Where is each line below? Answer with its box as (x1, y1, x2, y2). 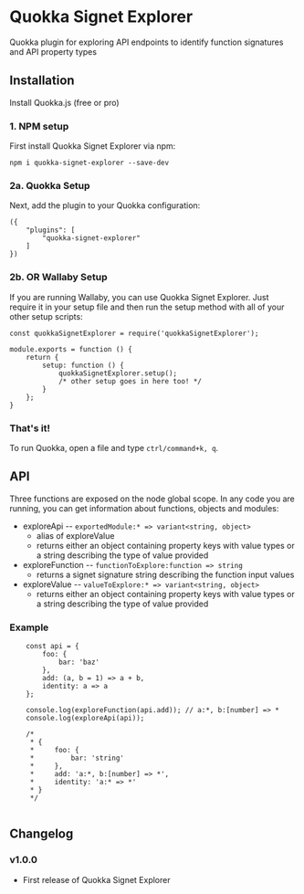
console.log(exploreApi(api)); (26, 714, 145, 723)
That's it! (9, 422, 50, 435)
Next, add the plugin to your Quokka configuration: (9, 200, 201, 211)
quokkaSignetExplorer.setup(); (58, 368, 178, 378)
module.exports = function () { (9, 344, 132, 353)
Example (9, 621, 49, 634)
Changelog (9, 826, 74, 842)
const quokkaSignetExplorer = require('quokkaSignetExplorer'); (9, 329, 259, 338)
